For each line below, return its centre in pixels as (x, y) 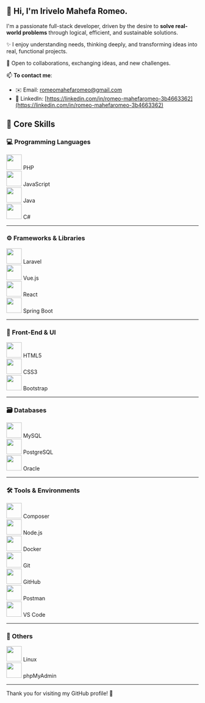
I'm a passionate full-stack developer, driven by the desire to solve (90, 26)
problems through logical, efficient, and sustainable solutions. (100, 32)
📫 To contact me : (29, 75)
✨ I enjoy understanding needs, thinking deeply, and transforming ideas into (102, 44)
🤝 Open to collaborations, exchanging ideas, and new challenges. (88, 63)
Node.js (33, 533)
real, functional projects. (37, 51)
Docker (32, 549)
